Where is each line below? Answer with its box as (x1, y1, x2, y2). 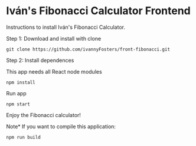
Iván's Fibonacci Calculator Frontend (6, 4, 191, 18)
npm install (6, 79, 35, 85)
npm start (6, 101, 31, 107)
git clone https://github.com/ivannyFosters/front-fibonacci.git (6, 46, 170, 52)
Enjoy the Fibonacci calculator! (6, 111, 81, 118)
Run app (6, 89, 27, 97)
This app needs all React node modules (6, 68, 102, 75)
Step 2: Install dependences (6, 57, 74, 64)
